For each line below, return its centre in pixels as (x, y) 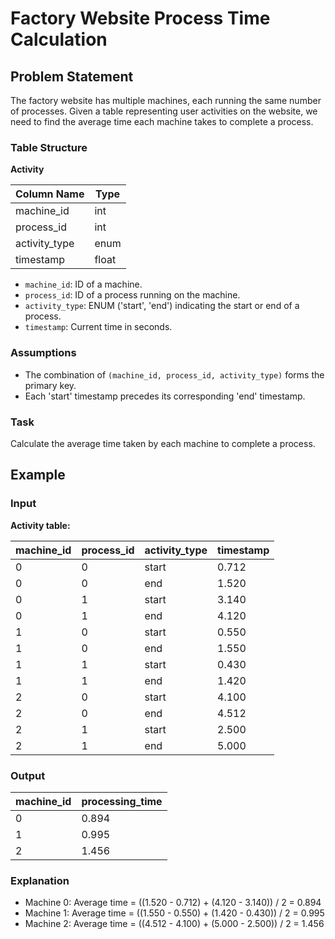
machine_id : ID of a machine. (83, 284)
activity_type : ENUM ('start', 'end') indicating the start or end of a (162, 306)
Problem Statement (72, 76)
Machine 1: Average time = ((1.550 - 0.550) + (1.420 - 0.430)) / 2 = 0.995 (174, 913)
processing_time (122, 801)
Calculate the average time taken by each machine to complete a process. (163, 443)
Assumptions (43, 353)
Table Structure (49, 147)
